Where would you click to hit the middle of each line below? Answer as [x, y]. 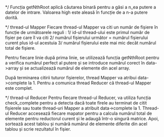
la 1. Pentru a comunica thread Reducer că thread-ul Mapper [90, 83]
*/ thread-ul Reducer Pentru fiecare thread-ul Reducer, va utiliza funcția [78, 98]
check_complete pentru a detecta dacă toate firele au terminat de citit [76, 103]
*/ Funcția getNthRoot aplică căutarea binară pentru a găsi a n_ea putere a [81, 7]
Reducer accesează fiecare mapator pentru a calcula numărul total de [81, 113]
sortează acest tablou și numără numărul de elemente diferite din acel [76, 124]
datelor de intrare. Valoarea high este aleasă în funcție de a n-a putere [77, 12]
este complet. [19, 88]
